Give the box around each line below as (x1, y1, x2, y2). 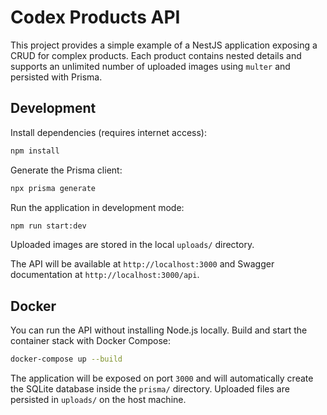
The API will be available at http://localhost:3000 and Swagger (10, 258, 275, 270)
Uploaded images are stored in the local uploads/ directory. (10, 239, 255, 251)
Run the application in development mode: (10, 201, 185, 213)
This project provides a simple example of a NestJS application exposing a (10, 39, 318, 51)
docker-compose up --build (10, 354, 123, 365)
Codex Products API (10, 6, 181, 29)
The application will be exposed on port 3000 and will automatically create (10, 372, 314, 385)
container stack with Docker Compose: (10, 335, 172, 347)
